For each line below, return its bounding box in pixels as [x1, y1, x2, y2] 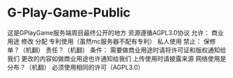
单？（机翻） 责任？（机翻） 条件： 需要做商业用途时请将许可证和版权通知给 [7, 46, 227, 54]
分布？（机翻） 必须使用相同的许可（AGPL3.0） [7, 63, 144, 71]
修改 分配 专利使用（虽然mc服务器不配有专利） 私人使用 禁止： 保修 [20, 37, 216, 46]
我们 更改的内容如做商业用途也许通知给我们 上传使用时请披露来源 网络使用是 [7, 54, 227, 63]
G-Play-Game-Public [7, 5, 130, 21]
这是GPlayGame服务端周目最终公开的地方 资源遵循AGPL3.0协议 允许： [7, 28, 211, 37]
